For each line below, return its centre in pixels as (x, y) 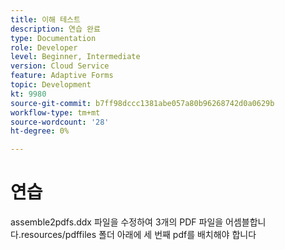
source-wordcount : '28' (60, 122)
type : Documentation (53, 38)
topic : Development (51, 85)
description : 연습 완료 (55, 29)
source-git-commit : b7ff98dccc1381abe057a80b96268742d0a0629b (142, 103)
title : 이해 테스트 (45, 19)
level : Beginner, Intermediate (75, 57)
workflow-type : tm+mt (55, 112)
